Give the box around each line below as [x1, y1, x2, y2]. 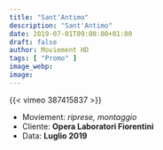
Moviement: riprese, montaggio [21, 111, 137, 122]
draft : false [9, 37, 58, 47]
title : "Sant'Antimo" [9, 12, 89, 22]
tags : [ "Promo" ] [9, 54, 77, 63]
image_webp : [9, 63, 53, 71]
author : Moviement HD [9, 46, 89, 55]
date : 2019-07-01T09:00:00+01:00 [9, 29, 133, 38]
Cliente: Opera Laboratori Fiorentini [21, 121, 154, 131]
